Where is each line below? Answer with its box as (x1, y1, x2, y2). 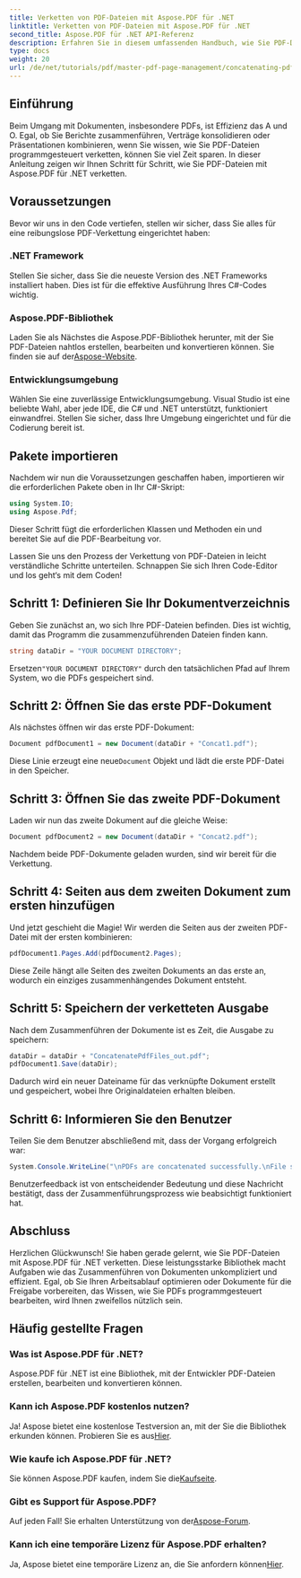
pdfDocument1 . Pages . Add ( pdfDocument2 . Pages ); (9, 949, 182, 958)
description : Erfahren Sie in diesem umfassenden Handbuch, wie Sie (9, 38, 271, 48)
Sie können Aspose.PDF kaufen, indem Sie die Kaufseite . (9, 1473, 218, 1484)
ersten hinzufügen (9, 899, 116, 914)
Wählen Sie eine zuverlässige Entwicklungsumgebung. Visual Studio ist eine (9, 394, 290, 405)
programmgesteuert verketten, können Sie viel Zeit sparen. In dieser (9, 149, 262, 160)
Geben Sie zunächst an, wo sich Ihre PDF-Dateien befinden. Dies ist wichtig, (9, 619, 291, 630)
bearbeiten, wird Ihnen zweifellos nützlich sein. (9, 1294, 184, 1306)
